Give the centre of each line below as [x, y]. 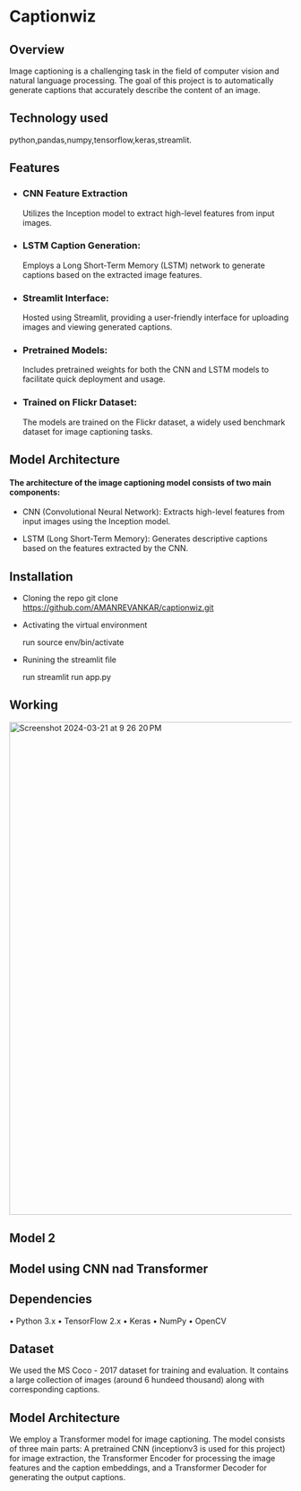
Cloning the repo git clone [70, 599]
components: [35, 492]
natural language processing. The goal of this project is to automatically [142, 81]
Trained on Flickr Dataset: [79, 402]
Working [34, 705]
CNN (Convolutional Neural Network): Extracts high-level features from [153, 512]
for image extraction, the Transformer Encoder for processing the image [142, 1459]
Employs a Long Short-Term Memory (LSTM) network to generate [144, 265]
